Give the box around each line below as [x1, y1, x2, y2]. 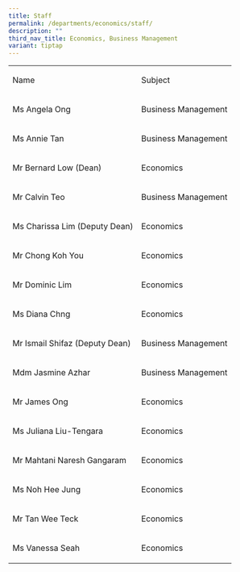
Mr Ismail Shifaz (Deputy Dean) [12, 338, 131, 349]
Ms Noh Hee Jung [12, 484, 81, 495]
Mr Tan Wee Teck [12, 513, 79, 524]
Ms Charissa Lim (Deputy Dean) [12, 221, 134, 232]
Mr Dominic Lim [12, 279, 72, 290]
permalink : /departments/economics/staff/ [8, 19, 153, 27]
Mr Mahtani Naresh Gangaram [12, 455, 127, 466]
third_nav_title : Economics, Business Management [8, 34, 179, 43]
